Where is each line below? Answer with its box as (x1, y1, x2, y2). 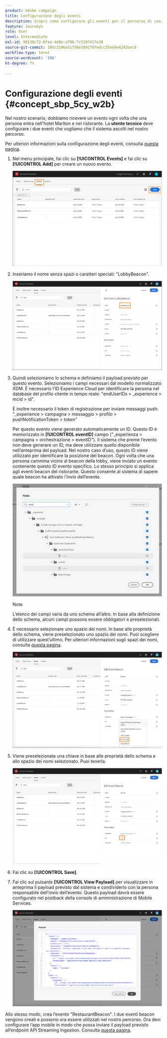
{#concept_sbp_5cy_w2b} (5, 99, 115, 110)
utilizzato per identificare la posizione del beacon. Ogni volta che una (12, 452, 154, 459)
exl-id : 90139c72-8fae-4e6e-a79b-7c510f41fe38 (5, 40, 103, 45)
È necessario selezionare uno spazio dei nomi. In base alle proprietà (12, 626, 152, 632)
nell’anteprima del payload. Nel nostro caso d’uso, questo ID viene (12, 447, 148, 453)
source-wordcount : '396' (5, 55, 57, 60)
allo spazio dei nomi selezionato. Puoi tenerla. (12, 758, 106, 764)
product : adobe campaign (5, 8, 57, 13)
